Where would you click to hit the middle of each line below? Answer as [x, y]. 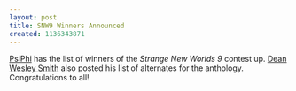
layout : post [33, 17]
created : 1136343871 [47, 34]
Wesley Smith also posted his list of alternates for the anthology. [126, 68]
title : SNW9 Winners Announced [67, 26]
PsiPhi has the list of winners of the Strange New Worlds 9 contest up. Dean [148, 59]
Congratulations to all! [50, 78]
